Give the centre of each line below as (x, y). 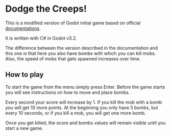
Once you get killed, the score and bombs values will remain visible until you (86, 123)
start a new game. (24, 128)
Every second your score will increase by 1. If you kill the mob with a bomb (84, 102)
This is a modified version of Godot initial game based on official (73, 23)
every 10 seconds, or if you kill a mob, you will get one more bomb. (76, 113)
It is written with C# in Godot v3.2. (41, 38)
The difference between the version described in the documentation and (82, 48)
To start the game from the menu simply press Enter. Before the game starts (85, 87)
